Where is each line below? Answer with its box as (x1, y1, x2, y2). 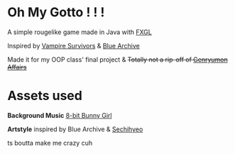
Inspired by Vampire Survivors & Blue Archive (7, 41, 141, 50)
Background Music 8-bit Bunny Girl (7, 111, 112, 119)
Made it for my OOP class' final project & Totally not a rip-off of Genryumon (7, 55, 229, 64)
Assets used (7, 88, 83, 104)
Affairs (7, 62, 27, 71)
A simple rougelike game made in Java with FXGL (7, 28, 153, 36)
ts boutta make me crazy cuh (7, 138, 93, 147)
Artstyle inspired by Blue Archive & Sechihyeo (7, 125, 143, 133)
